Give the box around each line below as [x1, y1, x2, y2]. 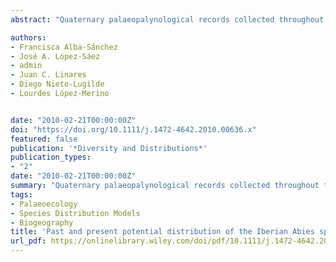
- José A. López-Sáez [10, 51, 101, 61]
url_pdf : [10, 236, 47, 246]
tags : [10, 189, 33, 200]
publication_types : [10, 152, 92, 163]
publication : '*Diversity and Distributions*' [10, 143, 208, 153]
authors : [10, 32, 47, 43]
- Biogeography [10, 217, 74, 228]
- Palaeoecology [10, 199, 78, 209]
